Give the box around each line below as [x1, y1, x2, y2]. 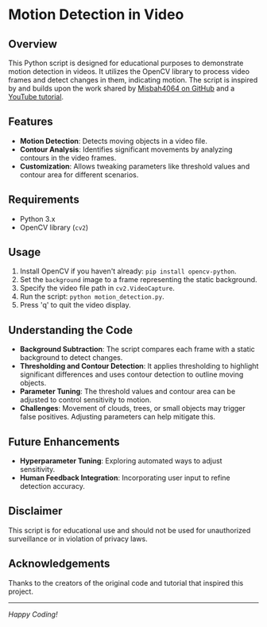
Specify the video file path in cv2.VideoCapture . [19, 284, 175, 293]
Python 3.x [19, 214, 56, 223]
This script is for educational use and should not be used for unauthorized [8, 525, 251, 535]
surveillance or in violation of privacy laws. [8, 534, 149, 544]
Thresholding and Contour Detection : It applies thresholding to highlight [19, 362, 259, 371]
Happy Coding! [8, 610, 58, 619]
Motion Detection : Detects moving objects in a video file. [19, 136, 208, 145]
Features [8, 115, 53, 129]
